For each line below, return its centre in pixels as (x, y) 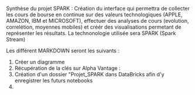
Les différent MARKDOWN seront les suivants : (63, 51)
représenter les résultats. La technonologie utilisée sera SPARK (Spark (91, 33)
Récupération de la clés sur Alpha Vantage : (68, 68)
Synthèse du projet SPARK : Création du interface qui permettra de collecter (98, 8)
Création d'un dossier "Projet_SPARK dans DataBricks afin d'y (89, 74)
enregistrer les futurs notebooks (53, 80)
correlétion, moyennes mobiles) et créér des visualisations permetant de (94, 27)
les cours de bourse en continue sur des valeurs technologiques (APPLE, (95, 15)
